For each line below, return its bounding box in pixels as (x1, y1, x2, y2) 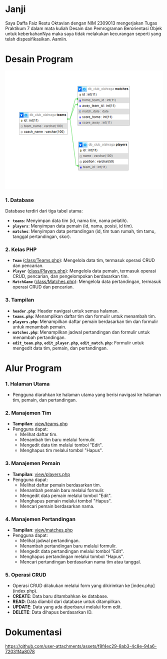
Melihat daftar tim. (19, 431, 57, 437)
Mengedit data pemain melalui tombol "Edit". (19, 492, 112, 498)
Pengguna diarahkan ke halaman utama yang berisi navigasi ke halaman (12, 391, 161, 398)
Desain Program (5, 53, 73, 65)
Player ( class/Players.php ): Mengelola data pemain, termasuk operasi (12, 268, 156, 274)
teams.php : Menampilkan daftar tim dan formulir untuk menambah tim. (12, 313, 156, 319)
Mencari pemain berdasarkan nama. (19, 503, 94, 509)
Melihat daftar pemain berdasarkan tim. (19, 481, 101, 488)
